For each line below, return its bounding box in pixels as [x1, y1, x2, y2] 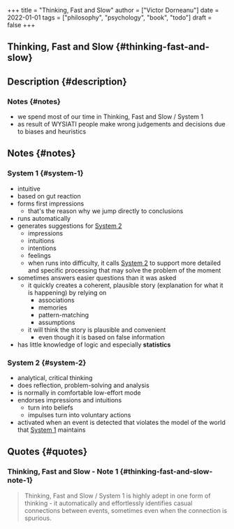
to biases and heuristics [17, 127, 87, 136]
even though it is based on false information [38, 333, 166, 341]
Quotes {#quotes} [7, 446, 88, 458]
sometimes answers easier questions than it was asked [17, 273, 177, 282]
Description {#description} [7, 75, 127, 87]
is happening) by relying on [27, 288, 107, 296]
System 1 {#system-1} [7, 168, 84, 178]
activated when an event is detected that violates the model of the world [17, 419, 226, 427]
